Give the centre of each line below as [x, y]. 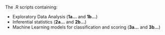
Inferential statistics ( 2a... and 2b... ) [49, 22]
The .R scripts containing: [32, 7]
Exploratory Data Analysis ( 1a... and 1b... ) [55, 17]
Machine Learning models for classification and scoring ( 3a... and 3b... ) [86, 27]
